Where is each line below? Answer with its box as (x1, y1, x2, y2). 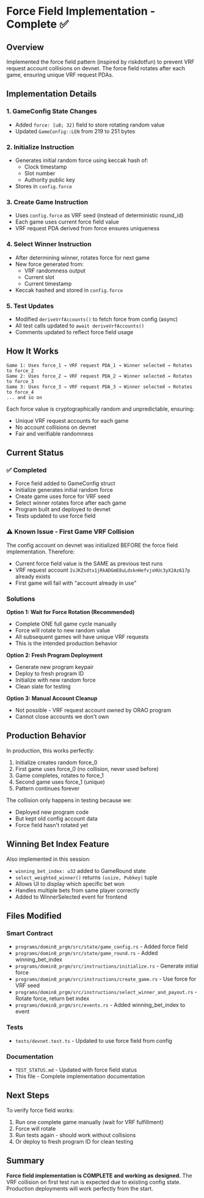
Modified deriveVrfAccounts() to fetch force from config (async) (15, 315, 178, 323)
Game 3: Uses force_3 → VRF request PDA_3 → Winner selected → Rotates (6, 384, 192, 390)
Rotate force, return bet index (15, 995, 90, 1003)
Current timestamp (24, 280, 72, 287)
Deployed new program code (15, 808, 89, 816)
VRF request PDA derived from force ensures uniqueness (15, 225, 160, 232)
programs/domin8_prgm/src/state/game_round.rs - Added (15, 949, 158, 957)
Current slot (24, 273, 55, 280)
